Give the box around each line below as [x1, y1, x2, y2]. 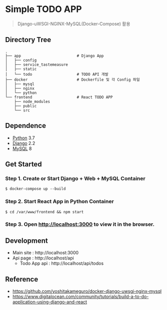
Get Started [5, 160, 42, 169]
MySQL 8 [12, 145, 32, 151]
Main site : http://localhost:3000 [12, 250, 79, 256]
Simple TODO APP [5, 4, 82, 15]
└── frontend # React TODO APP [5, 94, 113, 100]
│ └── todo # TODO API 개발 [5, 72, 108, 77]
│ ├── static [5, 66, 37, 71]
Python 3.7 [12, 134, 35, 141]
